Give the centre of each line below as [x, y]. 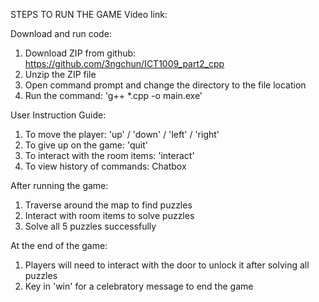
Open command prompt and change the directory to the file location [165, 85]
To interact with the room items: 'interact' [109, 155]
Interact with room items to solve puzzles [109, 215]
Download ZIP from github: [80, 53]
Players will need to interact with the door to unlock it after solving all [167, 265]
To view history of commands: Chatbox [105, 166]
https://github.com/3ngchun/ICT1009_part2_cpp [124, 63]
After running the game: [59, 185]
